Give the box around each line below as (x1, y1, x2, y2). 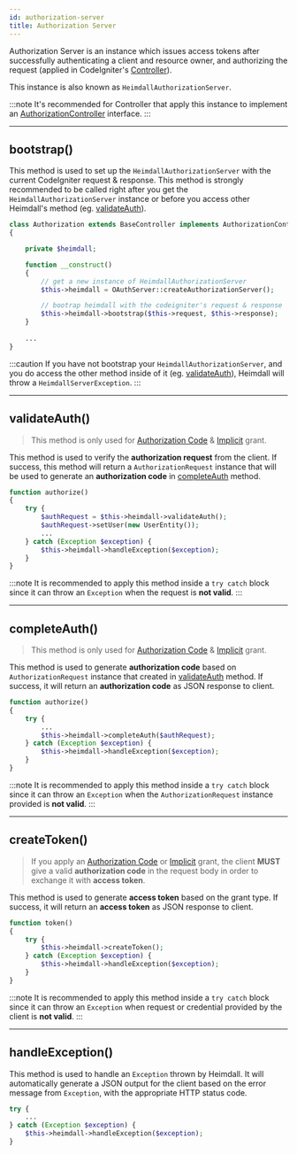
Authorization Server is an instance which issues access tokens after (9, 45, 260, 56)
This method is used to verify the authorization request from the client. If (9, 452, 278, 462)
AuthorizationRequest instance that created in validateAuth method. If (9, 671, 263, 682)
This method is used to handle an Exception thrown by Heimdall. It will (9, 1068, 264, 1079)
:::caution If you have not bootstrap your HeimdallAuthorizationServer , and (9, 358, 283, 368)
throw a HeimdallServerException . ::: (9, 377, 141, 388)
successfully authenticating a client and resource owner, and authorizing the (9, 55, 288, 66)
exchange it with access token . (30, 874, 146, 886)
